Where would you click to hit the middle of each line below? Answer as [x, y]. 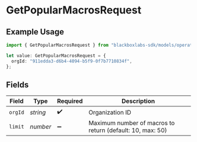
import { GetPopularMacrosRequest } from [57, 45]
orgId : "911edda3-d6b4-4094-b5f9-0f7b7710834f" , [72, 61]
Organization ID [110, 112]
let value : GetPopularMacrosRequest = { [56, 56]
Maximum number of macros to [131, 123]
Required [70, 101]
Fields [18, 84]
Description [138, 101]
